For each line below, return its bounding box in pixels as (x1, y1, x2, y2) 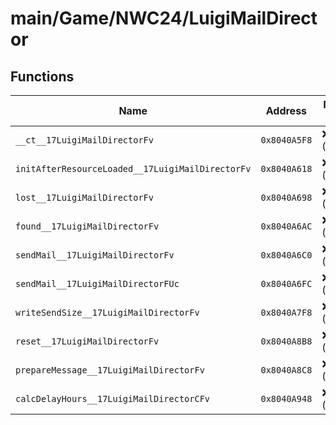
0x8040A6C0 (260, 250, 313, 261)
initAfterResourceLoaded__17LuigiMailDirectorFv (15, 163, 252, 174)
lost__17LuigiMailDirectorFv (15, 192, 154, 203)
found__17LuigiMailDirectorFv (15, 221, 160, 232)
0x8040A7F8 (260, 307, 313, 318)
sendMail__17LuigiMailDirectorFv (15, 250, 175, 261)
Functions (10, 68, 75, 85)
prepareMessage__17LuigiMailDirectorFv (15, 365, 205, 376)
